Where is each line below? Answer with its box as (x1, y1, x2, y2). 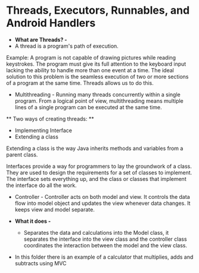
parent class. (6, 151, 38, 158)
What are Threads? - (14, 36, 67, 43)
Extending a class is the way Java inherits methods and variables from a (6, 145, 184, 152)
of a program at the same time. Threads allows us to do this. (6, 79, 154, 87)
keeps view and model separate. (14, 205, 95, 213)
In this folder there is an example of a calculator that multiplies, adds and (14, 253, 194, 260)
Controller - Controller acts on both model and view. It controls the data (14, 193, 190, 200)
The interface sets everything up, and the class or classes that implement (6, 175, 186, 182)
